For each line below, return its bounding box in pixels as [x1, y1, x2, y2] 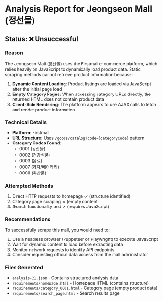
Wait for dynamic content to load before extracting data [12, 241, 123, 247]
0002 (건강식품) [19, 152, 50, 158]
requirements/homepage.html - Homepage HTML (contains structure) [12, 280, 149, 286]
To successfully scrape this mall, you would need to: [5, 227, 110, 233]
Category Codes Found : [12, 140, 62, 146]
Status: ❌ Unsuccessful [5, 35, 79, 43]
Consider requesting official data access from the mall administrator [12, 252, 148, 257]
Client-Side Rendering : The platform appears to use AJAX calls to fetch [12, 101, 156, 107]
